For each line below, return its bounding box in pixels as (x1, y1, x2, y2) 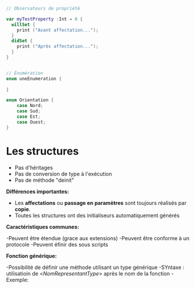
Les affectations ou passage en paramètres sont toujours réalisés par (14, 199, 187, 206)
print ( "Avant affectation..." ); (16, 27, 99, 33)
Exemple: (6, 276, 29, 283)
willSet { (11, 21, 35, 28)
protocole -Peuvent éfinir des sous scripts (6, 241, 108, 248)
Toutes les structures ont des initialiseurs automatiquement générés (14, 212, 180, 219)
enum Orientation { (6, 97, 54, 103)
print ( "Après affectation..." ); (16, 44, 99, 49)
